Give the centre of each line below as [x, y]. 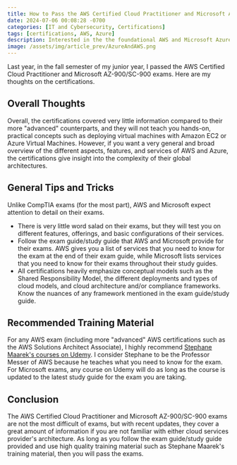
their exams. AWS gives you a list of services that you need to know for [121, 248]
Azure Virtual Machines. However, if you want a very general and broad [111, 143]
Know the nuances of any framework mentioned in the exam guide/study [123, 293]
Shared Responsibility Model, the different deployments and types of [117, 278]
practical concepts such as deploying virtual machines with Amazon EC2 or [117, 135]
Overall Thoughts [47, 104]
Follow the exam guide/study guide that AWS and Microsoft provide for [121, 241]
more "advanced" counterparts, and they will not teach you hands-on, [109, 128]
